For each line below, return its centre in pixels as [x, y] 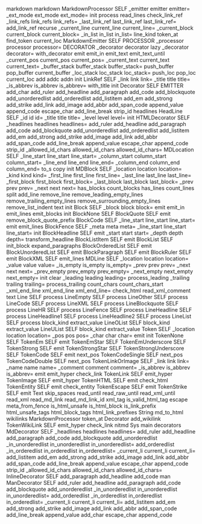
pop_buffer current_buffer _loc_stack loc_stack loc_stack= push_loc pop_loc [101, 73]
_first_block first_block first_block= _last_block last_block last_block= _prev [100, 182]
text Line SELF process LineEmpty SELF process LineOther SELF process [97, 297]
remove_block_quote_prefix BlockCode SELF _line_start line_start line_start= [101, 220]
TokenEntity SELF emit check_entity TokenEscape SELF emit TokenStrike [97, 387]
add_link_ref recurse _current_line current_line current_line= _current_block [100, 28]
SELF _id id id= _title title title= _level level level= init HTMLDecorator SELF [98, 118]
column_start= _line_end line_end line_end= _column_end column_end [93, 163]
